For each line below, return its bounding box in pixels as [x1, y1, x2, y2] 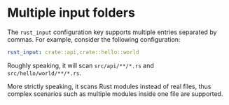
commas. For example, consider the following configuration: [7, 35, 181, 43]
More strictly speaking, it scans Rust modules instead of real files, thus [7, 82, 211, 90]
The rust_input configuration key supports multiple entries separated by [7, 28, 217, 36]
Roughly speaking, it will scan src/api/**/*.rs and [7, 61, 154, 70]
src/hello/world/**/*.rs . [7, 68, 82, 77]
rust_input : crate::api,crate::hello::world [7, 49, 139, 56]
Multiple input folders [7, 5, 135, 21]
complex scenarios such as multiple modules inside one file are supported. [7, 89, 223, 98]
